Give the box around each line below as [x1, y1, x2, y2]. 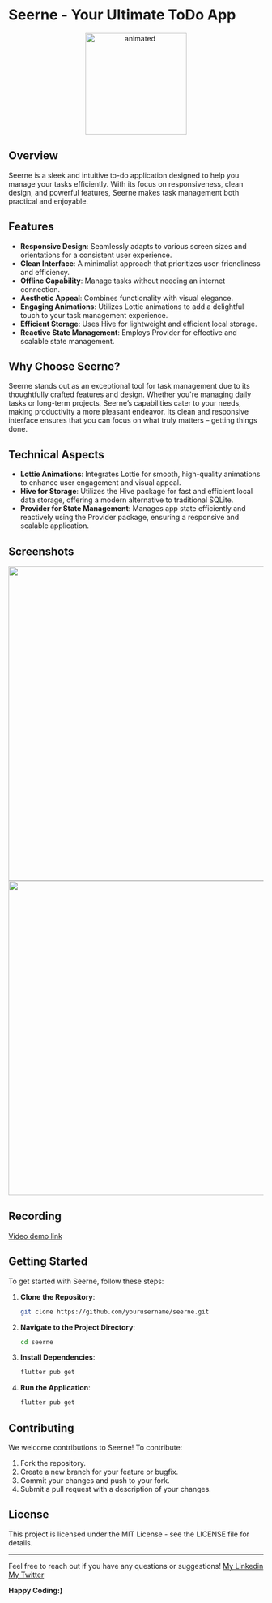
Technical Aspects [8, 448, 105, 462]
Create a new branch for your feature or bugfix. [19, 1467, 179, 1476]
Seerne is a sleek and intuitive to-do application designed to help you [8, 170, 240, 180]
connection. [19, 284, 61, 294]
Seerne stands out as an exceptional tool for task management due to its [8, 381, 251, 391]
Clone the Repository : [19, 1291, 96, 1301]
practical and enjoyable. [8, 196, 89, 206]
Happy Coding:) [8, 1585, 63, 1595]
